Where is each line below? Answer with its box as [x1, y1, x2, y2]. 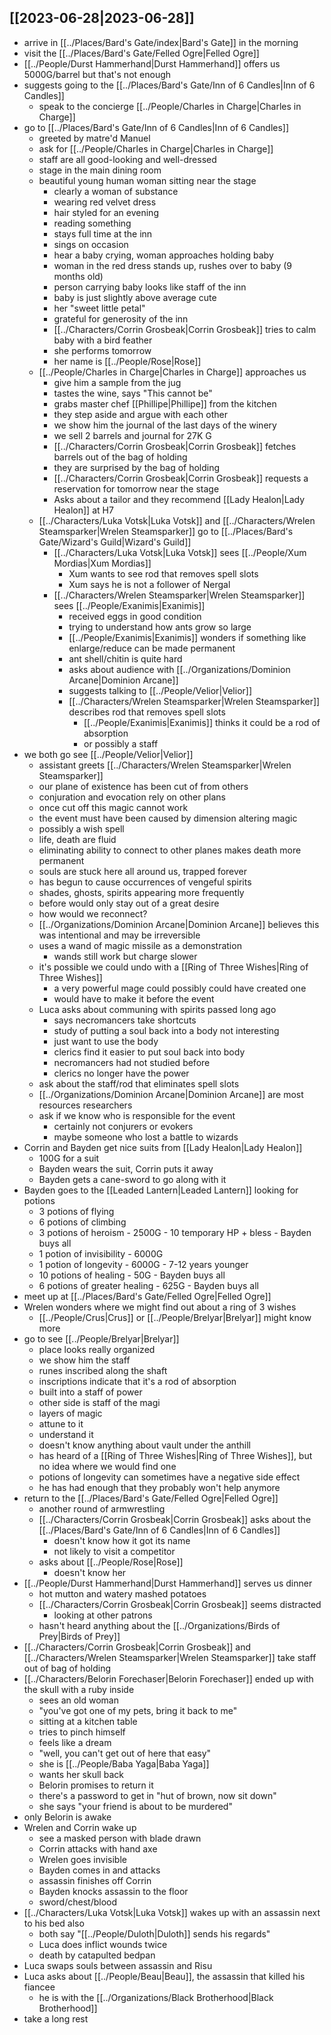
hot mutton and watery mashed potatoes [38, 1587, 207, 1600]
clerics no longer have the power [53, 1067, 190, 1079]
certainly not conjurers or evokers [53, 1120, 194, 1132]
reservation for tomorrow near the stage [53, 482, 220, 495]
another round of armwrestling [38, 1502, 166, 1515]
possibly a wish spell [38, 822, 125, 835]
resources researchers [38, 1099, 133, 1111]
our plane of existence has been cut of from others [38, 780, 249, 792]
